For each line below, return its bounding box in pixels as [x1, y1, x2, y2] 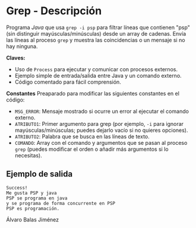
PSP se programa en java [6, 195, 68, 201]
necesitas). [14, 151, 43, 159]
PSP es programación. [6, 205, 60, 211]
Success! [6, 185, 28, 191]
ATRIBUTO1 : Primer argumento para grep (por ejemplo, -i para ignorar [14, 120, 184, 127]
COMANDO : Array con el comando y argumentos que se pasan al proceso [14, 139, 188, 146]
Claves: [6, 54, 26, 61]
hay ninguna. [6, 43, 38, 50]
